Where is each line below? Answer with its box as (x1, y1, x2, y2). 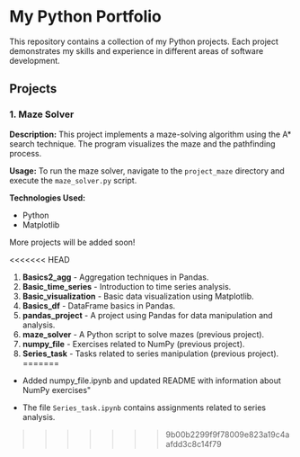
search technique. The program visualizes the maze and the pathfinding (9, 138, 276, 149)
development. (9, 55, 60, 66)
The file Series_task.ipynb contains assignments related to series (22, 402, 267, 413)
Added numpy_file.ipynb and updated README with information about (22, 375, 281, 386)
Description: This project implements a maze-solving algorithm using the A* (9, 129, 292, 139)
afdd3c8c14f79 (165, 438, 222, 449)
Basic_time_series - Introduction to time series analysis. (22, 281, 232, 291)
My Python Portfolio (9, 6, 162, 27)
